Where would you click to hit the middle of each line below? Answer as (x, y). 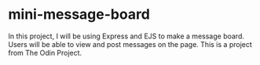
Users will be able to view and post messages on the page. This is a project (130, 44)
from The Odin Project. (45, 52)
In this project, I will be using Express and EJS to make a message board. (126, 36)
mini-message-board (79, 14)
